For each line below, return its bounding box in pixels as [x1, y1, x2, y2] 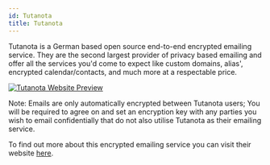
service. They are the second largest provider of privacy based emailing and [8, 50, 262, 60]
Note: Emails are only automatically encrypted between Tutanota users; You [8, 98, 260, 108]
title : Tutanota [8, 19, 63, 27]
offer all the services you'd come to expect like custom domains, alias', [8, 58, 243, 68]
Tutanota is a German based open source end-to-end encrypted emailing [8, 41, 252, 51]
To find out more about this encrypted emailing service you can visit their [8, 139, 251, 149]
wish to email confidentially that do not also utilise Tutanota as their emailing [8, 115, 262, 125]
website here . [8, 148, 54, 158]
